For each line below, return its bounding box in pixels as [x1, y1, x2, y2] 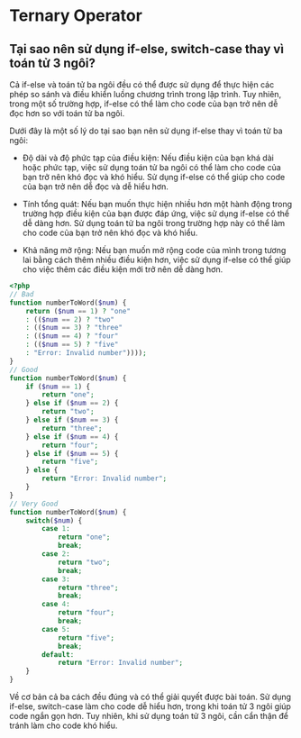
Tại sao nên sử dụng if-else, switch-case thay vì [9, 41, 284, 57]
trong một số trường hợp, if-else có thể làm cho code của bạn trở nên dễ [9, 98, 278, 109]
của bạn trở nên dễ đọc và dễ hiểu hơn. [22, 181, 169, 192]
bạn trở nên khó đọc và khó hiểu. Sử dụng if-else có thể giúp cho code [22, 172, 286, 182]
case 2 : [41, 550, 70, 559]
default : [41, 650, 75, 659]
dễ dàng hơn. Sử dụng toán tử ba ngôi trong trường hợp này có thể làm [22, 218, 286, 228]
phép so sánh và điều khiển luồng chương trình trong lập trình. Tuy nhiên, [9, 89, 282, 99]
